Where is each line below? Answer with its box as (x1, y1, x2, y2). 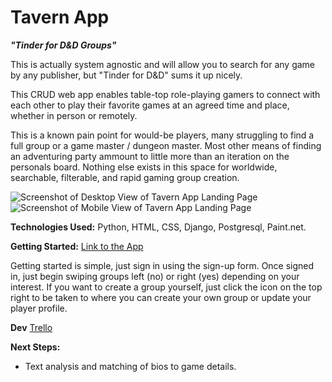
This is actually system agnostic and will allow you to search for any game (10, 58, 315, 70)
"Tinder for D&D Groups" (10, 39, 117, 51)
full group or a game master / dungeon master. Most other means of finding (10, 139, 322, 151)
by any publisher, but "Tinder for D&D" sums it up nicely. (10, 69, 243, 81)
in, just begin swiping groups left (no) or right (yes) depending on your (10, 270, 300, 282)
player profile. (10, 302, 68, 314)
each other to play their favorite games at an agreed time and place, (10, 99, 290, 111)
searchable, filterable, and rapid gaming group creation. (10, 171, 240, 183)
